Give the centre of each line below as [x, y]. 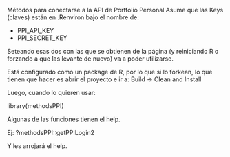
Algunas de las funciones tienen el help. [64, 119]
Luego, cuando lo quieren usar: [51, 93]
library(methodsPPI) [35, 106]
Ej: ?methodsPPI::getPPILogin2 [51, 133]
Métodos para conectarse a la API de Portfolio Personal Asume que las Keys [115, 10]
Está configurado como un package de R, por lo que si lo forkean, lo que [110, 72]
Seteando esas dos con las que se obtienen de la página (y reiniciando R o [113, 51]
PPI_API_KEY [35, 31]
